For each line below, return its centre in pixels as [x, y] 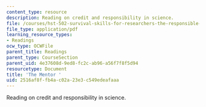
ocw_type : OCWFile [30, 46]
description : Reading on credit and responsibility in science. [90, 18]
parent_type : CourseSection [42, 57]
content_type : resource [37, 12]
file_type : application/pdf [42, 29]
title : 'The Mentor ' [34, 75]
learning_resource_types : [39, 35]
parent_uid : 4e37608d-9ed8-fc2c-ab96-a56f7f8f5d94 [72, 63]
